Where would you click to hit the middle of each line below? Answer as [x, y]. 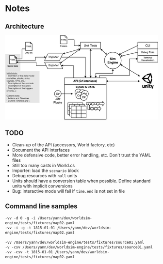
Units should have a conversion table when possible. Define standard [81, 181]
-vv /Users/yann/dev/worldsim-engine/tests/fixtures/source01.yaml [75, 242]
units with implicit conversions [42, 186]
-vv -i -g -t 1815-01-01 [30, 228]
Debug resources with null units [45, 175]
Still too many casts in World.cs [43, 165]
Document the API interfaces [41, 150]
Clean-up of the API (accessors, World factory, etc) [63, 145]
